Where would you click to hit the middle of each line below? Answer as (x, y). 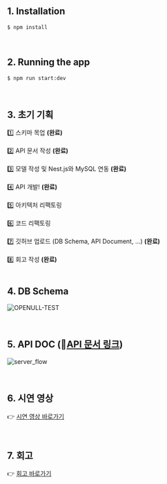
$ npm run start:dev (37, 78)
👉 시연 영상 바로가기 (36, 416)
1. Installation (36, 11)
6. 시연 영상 (30, 399)
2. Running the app (49, 62)
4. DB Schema (38, 291)
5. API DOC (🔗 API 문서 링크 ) (65, 345)
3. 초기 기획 (30, 114)
